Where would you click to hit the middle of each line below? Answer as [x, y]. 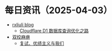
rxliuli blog [23, 24]
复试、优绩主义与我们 [42, 43]
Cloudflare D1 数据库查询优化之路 [54, 30]
